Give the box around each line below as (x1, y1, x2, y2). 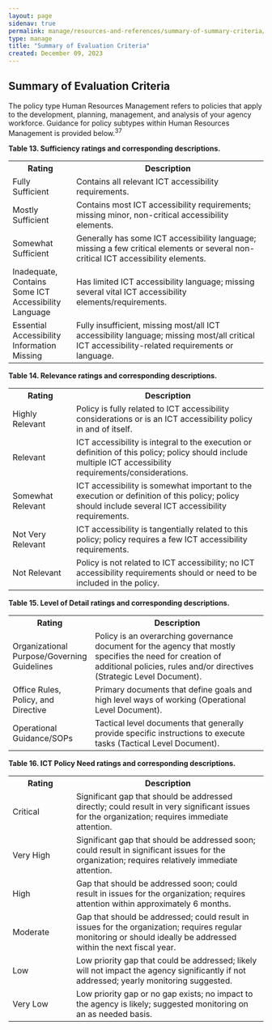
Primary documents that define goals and (94, 684, 253, 696)
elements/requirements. (76, 296, 168, 308)
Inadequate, (12, 266, 58, 278)
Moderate (12, 926, 50, 938)
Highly (12, 408, 37, 419)
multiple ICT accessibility (76, 457, 172, 468)
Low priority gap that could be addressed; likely (76, 955, 257, 966)
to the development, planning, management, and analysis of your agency (8, 109, 252, 119)
